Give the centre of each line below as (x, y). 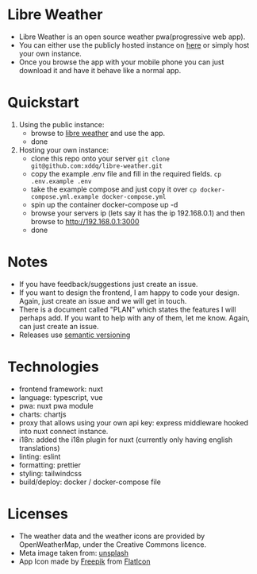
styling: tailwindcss (50, 473)
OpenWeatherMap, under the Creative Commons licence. (113, 544)
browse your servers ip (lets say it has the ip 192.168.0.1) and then (138, 213)
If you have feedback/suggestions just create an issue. (108, 284)
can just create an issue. (59, 326)
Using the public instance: (61, 124)
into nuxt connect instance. (63, 431)
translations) (39, 448)
